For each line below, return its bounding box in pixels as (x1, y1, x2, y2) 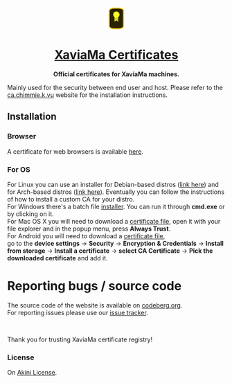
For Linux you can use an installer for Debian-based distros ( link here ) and (7, 180, 220, 188)
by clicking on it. (7, 209, 54, 218)
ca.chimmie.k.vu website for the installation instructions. (7, 91, 168, 99)
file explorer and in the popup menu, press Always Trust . (7, 224, 171, 233)
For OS (7, 164, 31, 174)
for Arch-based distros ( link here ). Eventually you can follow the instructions (7, 188, 225, 196)
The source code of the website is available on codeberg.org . (7, 301, 183, 309)
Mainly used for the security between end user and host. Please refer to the (7, 83, 224, 91)
